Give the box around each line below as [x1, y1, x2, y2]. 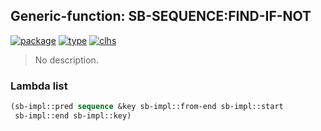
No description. [34, 54, 99, 66]
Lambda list [10, 79, 68, 93]
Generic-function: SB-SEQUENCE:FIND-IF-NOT [10, 8, 312, 25]
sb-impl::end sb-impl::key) [14, 110, 132, 121]
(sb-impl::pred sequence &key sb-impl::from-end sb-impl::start [10, 102, 284, 112]
